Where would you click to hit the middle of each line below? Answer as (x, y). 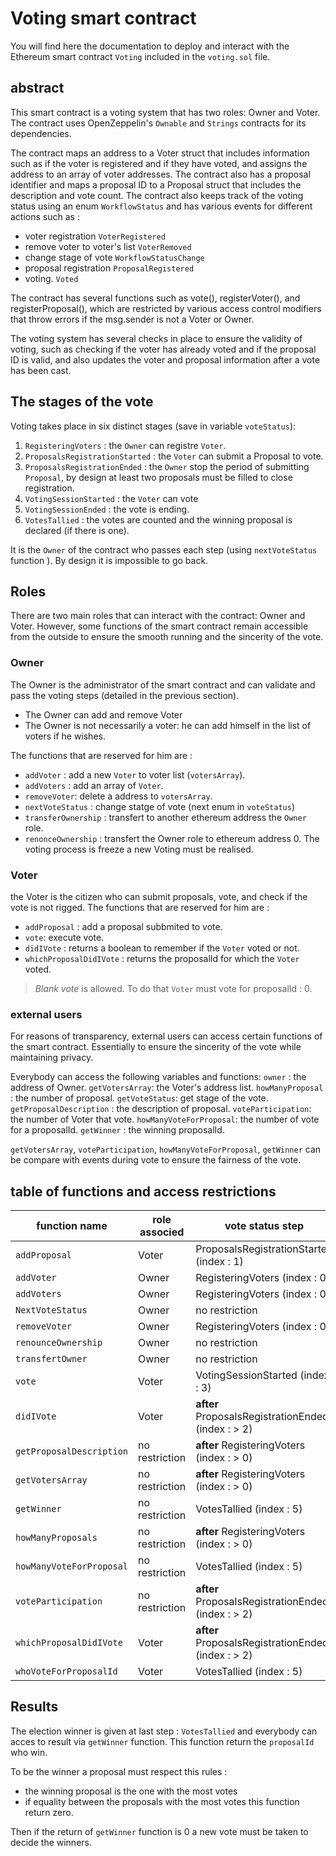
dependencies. (41, 133)
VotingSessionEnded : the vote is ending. (107, 509)
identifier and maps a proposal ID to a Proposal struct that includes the (156, 184)
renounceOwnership (59, 1343)
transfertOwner (51, 1359)
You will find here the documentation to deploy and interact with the (150, 46)
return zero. (49, 1812)
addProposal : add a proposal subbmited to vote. (123, 926)
